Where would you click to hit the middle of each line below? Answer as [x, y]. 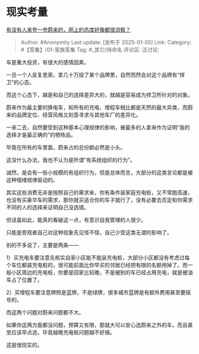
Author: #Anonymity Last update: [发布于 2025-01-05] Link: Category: [106, 42]
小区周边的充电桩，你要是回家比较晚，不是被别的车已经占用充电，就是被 [99, 272]
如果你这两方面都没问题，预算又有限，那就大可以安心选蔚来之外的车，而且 [97, 325]
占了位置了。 [27, 279]
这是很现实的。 [24, 345]
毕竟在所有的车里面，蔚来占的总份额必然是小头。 [66, 147]
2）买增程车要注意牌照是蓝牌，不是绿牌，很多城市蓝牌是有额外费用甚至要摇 [99, 292]
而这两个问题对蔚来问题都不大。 [45, 312]
